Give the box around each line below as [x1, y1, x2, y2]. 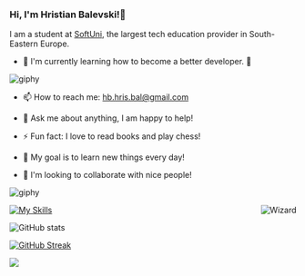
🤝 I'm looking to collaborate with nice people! [22, 170, 193, 181]
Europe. [39, 38, 70, 49]
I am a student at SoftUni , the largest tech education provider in [9, 29, 248, 40]
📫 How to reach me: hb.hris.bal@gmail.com [22, 92, 189, 103]
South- [249, 29, 276, 40]
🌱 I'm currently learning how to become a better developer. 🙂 [22, 56, 252, 67]
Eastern [9, 38, 39, 49]
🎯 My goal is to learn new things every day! [22, 152, 185, 163]
